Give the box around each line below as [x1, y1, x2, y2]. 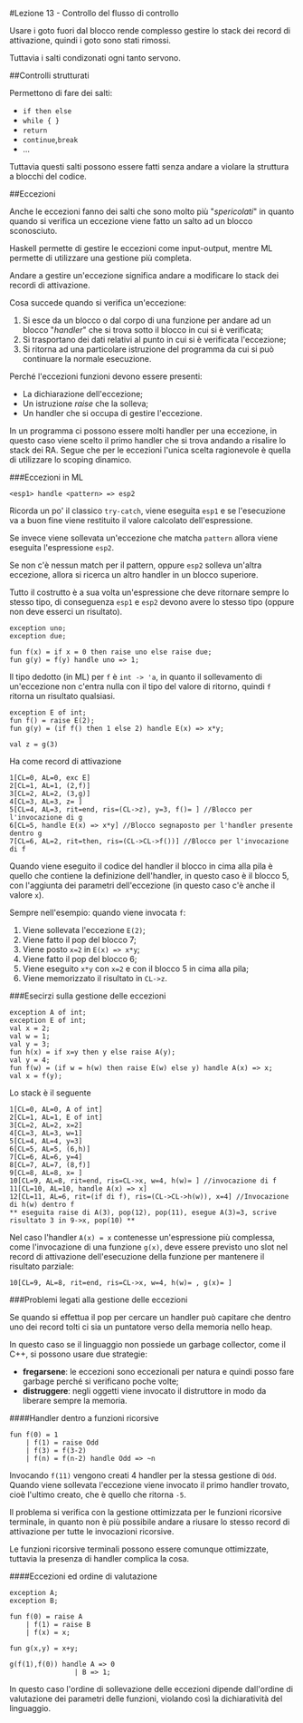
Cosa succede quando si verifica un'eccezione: [9, 297, 187, 307]
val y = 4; [9, 1056, 51, 1065]
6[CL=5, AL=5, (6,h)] [9, 1144, 91, 1154]
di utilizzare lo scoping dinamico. [9, 454, 132, 465]
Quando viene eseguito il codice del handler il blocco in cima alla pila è [9, 861, 273, 871]
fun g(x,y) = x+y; [9, 1644, 79, 1653]
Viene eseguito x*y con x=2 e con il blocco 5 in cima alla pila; [22, 963, 249, 974]
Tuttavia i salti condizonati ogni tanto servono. [9, 53, 181, 63]
